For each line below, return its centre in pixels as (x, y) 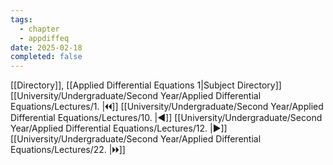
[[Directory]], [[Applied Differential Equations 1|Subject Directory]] (146, 85)
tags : (21, 19)
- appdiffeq (44, 38)
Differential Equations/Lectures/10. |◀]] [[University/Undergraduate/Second (166, 118)
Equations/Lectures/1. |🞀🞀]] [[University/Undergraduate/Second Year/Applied (167, 107)
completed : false (46, 57)
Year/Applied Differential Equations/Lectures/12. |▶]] (119, 128)
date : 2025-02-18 (46, 47)
